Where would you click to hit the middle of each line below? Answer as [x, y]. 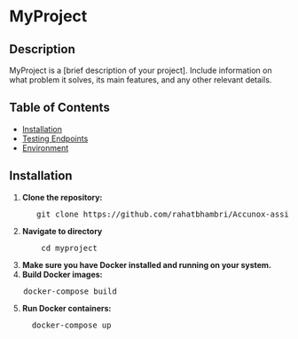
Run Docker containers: [67, 308]
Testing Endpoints [55, 138]
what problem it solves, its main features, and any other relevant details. [141, 80]
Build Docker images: [63, 274]
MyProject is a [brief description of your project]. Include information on [141, 70]
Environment [45, 147]
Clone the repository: [62, 197]
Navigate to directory [62, 231]
